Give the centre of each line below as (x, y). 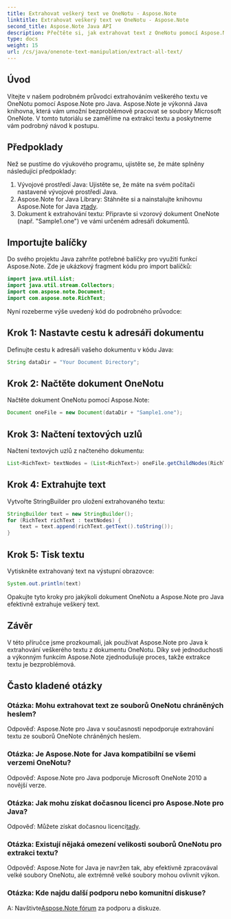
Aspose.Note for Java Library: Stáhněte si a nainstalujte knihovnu (110, 199)
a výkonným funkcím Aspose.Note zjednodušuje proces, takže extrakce (109, 657)
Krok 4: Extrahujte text (57, 485)
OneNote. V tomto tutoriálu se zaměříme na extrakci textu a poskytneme (109, 118)
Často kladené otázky (55, 686)
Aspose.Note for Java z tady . (57, 206)
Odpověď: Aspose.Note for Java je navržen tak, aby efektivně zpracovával (112, 868)
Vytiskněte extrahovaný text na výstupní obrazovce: (81, 571)
